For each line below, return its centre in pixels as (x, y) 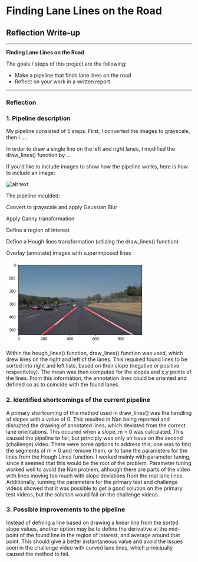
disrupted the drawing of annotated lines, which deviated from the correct (96, 425)
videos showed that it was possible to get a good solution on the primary (94, 488)
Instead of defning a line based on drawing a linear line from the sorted (92, 522)
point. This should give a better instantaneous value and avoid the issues (95, 541)
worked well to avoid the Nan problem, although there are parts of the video (98, 469)
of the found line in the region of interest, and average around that (100, 535)
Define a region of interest (38, 230)
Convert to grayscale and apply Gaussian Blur (62, 207)
